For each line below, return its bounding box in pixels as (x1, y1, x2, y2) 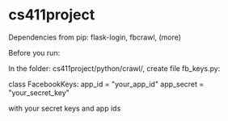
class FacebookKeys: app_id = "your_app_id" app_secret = (8, 79, 205, 89)
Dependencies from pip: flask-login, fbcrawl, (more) (8, 32, 182, 42)
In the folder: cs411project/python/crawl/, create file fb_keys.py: (8, 63, 221, 73)
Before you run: (8, 48, 61, 57)
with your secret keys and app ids (8, 103, 121, 113)
